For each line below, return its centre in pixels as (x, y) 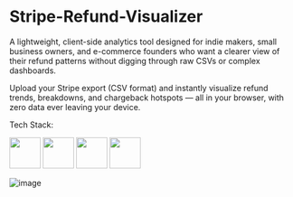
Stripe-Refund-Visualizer (106, 17)
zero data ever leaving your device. (75, 107)
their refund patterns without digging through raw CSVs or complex (135, 61)
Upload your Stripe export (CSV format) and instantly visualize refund (139, 88)
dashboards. (33, 70)
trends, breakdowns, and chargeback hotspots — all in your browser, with (147, 98)
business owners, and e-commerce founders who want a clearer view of (145, 51)
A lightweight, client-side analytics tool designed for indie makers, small (143, 42)
